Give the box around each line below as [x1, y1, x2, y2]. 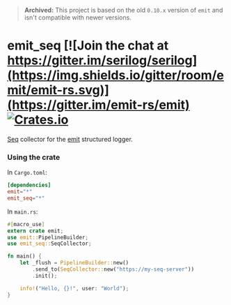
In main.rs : [7, 207, 38, 216]
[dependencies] [7, 181, 51, 189]
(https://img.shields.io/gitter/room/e [7, 68, 225, 83]
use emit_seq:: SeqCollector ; [7, 240, 92, 247]
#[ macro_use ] [7, 221, 45, 228]
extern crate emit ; [7, 227, 64, 235]
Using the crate [7, 152, 61, 162]
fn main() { [7, 253, 42, 260]
